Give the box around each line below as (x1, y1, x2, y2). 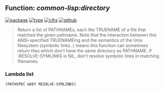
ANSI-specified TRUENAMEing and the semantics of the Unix (17, 37, 143, 43)
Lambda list (5, 70, 34, 77)
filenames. (17, 58, 39, 64)
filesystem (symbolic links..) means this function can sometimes (17, 42, 149, 48)
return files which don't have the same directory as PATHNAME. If (17, 47, 152, 53)
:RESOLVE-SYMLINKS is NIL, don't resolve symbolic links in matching (17, 53, 160, 59)
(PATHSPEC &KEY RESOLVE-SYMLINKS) (5, 82, 77, 87)
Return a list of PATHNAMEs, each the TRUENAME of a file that (17, 27, 146, 33)
